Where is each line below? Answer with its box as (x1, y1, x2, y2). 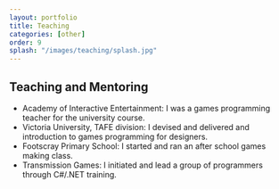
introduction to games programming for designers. (21, 131, 208, 142)
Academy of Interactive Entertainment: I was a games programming (21, 103, 271, 113)
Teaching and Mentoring (9, 79, 149, 94)
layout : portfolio (9, 12, 78, 22)
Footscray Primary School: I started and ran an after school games (21, 140, 267, 152)
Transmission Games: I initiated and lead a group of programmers (21, 160, 263, 170)
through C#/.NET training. (21, 168, 118, 179)
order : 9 (9, 37, 42, 47)
